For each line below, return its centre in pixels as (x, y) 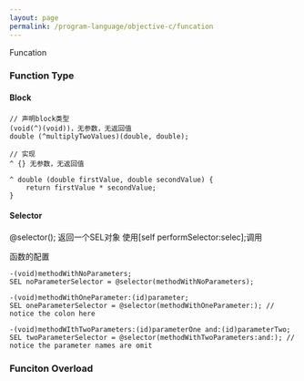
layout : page (34, 18)
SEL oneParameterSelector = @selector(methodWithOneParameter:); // (142, 305)
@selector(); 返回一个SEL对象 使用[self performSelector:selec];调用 (136, 237)
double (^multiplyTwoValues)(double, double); (99, 136)
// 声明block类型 (40, 118)
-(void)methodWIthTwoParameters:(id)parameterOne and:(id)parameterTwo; (150, 329)
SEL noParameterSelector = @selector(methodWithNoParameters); (132, 282)
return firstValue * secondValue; (91, 188)
